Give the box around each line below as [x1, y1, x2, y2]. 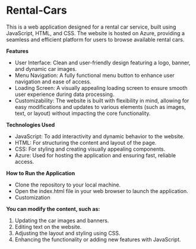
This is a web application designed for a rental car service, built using [6, 23, 176, 30]
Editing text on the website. [14, 223, 82, 230]
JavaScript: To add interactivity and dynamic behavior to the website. [14, 132, 185, 140]
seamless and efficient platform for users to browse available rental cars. [6, 36, 185, 43]
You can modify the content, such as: [6, 205, 100, 212]
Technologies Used [6, 121, 55, 128]
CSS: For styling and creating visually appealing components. [14, 145, 166, 152]
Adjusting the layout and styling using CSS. [14, 229, 121, 236]
